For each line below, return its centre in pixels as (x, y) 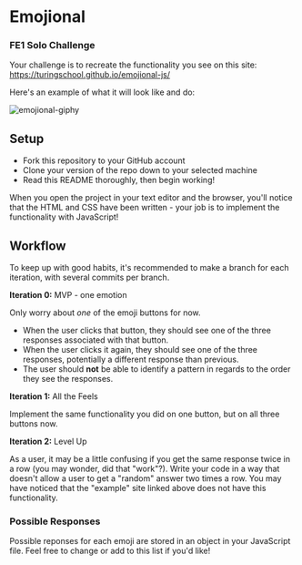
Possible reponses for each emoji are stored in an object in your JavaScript (150, 541)
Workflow (38, 246)
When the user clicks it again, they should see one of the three (140, 350)
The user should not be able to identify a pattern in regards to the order (156, 369)
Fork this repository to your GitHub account (104, 160)
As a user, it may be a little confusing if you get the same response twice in (150, 459)
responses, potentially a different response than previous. (131, 360)
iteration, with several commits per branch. (90, 277)
